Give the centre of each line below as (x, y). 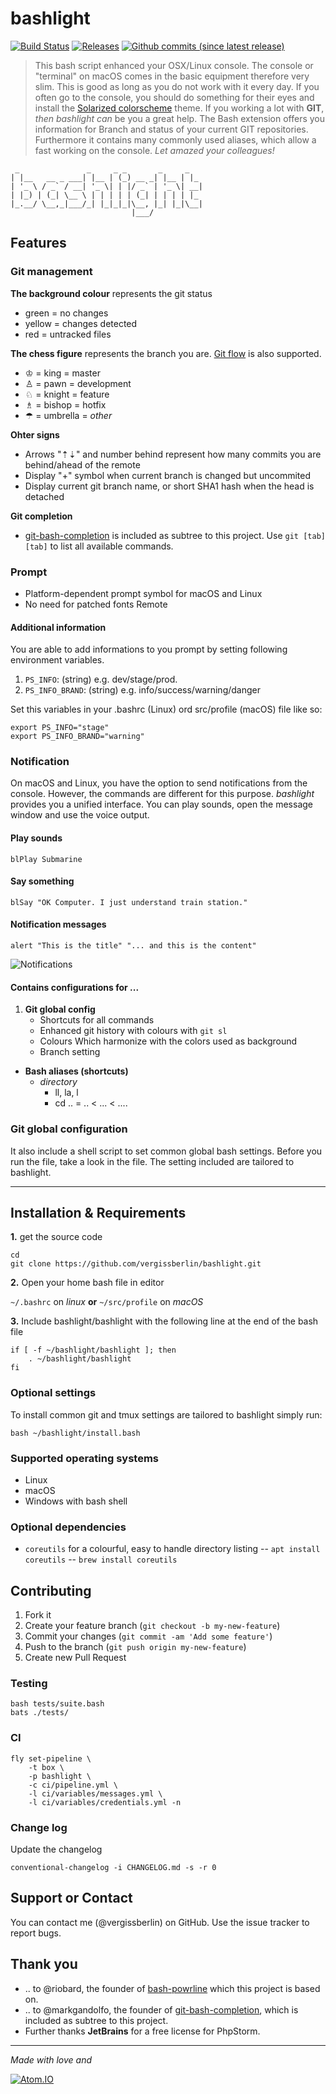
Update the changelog (56, 1849)
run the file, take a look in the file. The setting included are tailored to (152, 1161)
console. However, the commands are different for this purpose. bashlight (162, 794)
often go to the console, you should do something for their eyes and (174, 97)
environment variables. (57, 660)
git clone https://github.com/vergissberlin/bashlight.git (136, 1264)
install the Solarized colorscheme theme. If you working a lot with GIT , (179, 108)
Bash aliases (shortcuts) (76, 1071)
